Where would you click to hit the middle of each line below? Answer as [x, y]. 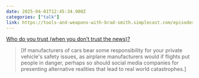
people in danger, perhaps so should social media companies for [99, 63]
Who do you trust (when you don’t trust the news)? [68, 39]
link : [13, 22]
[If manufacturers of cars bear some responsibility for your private [101, 50]
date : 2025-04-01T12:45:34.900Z [46, 11]
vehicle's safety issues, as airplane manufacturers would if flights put [105, 57]
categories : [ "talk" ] [33, 17]
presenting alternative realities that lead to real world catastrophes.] [103, 69]
